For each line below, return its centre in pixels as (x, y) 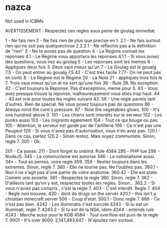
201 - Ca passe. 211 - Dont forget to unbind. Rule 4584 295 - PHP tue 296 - (83, 151)
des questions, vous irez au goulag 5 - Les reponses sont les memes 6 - (79, 61)
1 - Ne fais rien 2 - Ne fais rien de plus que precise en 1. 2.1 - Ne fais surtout (83, 40)
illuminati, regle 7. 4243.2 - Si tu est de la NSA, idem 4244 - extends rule (80, 209)
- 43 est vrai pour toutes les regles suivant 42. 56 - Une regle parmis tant (81, 98)
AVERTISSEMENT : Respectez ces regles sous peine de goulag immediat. (81, 30)
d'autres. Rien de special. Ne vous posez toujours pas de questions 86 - (79, 104)
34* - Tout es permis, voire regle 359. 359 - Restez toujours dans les (76, 161)
